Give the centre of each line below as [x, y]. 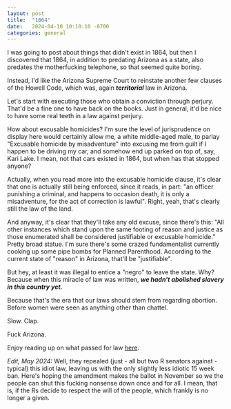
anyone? [19, 166]
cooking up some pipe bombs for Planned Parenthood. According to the [109, 251]
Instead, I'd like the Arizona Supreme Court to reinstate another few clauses [115, 81]
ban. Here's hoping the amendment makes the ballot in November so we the [115, 376]
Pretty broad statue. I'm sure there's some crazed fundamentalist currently [113, 244]
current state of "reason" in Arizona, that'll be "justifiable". [90, 259]
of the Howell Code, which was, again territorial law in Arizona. [97, 88]
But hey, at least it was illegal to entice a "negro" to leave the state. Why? [111, 272]
